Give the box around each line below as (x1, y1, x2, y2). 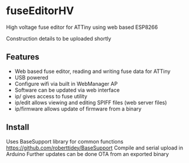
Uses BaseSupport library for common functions (6, 138, 124, 145)
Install (6, 122, 29, 132)
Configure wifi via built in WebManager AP (14, 80, 118, 87)
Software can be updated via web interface (14, 87, 120, 94)
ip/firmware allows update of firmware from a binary (14, 105, 142, 112)
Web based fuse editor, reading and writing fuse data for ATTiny (14, 68, 171, 75)
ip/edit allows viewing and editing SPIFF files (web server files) (14, 99, 167, 106)
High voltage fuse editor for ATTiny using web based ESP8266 (6, 24, 158, 31)
